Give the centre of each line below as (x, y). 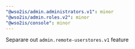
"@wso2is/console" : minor (38, 23)
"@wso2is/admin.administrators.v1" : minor (60, 12)
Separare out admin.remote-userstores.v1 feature (67, 40)
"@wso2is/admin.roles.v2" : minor (48, 17)
